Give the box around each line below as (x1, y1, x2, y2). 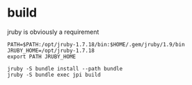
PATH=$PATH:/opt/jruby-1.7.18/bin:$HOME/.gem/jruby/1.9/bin (7, 41, 186, 48)
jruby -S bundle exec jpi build (7, 71, 101, 78)
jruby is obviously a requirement (7, 28, 99, 36)
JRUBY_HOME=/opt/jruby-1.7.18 (7, 47, 95, 54)
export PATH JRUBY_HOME (7, 53, 77, 60)
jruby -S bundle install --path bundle (7, 65, 123, 72)
